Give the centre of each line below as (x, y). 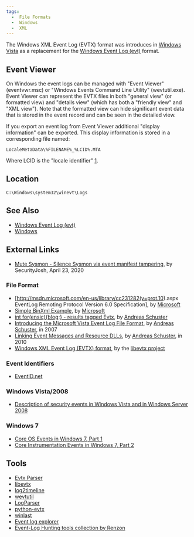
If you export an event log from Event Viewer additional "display (83, 127)
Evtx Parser (28, 478)
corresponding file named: (38, 139)
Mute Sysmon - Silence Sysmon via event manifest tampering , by (93, 264)
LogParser (27, 503)
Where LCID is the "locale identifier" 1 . (52, 161)
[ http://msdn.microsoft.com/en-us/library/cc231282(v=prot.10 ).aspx (96, 298)
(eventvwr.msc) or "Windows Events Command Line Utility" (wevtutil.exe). (96, 90)
